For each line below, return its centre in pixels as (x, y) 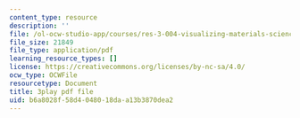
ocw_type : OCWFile (43, 75)
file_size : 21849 (42, 42)
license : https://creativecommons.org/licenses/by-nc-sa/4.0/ (127, 67)
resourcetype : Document (54, 83)
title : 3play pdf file (51, 91)
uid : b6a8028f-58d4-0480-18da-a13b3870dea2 (92, 100)
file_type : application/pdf (62, 51)
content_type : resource (54, 17)
